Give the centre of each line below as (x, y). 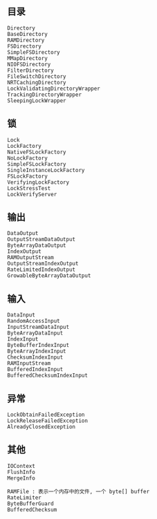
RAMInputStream (29, 364)
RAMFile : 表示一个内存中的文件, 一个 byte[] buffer (78, 491)
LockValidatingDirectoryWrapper (54, 88)
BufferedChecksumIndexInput (48, 376)
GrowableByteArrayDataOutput (49, 276)
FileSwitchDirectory (37, 76)
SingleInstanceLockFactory (46, 170)
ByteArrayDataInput (35, 333)
